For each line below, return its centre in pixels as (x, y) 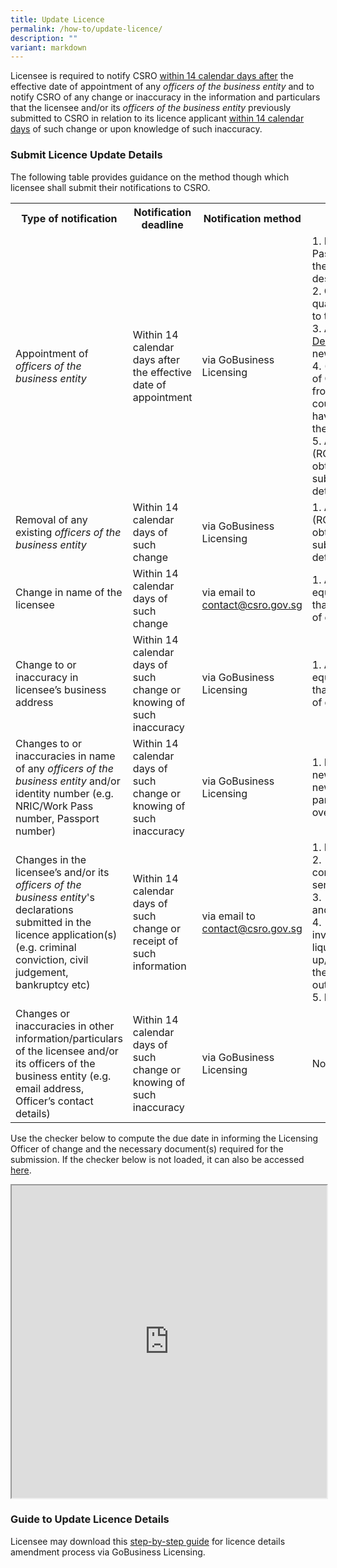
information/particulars (69, 1038)
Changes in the (51, 859)
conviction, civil (52, 959)
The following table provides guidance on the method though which (150, 177)
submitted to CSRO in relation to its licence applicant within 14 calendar (157, 118)
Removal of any (51, 519)
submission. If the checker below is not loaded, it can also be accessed (157, 1159)
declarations (44, 909)
